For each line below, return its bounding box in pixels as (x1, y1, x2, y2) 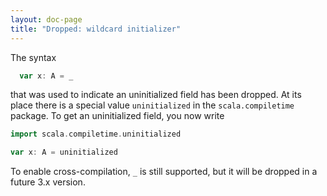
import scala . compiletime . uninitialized (10, 129, 182, 140)
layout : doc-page (10, 14, 83, 25)
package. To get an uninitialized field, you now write (10, 110, 225, 122)
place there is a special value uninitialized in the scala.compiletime (10, 99, 295, 111)
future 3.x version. (10, 176, 86, 188)
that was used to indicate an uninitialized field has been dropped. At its (10, 89, 302, 101)
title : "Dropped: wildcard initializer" (10, 24, 182, 34)
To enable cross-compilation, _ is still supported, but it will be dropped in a (10, 166, 318, 178)
